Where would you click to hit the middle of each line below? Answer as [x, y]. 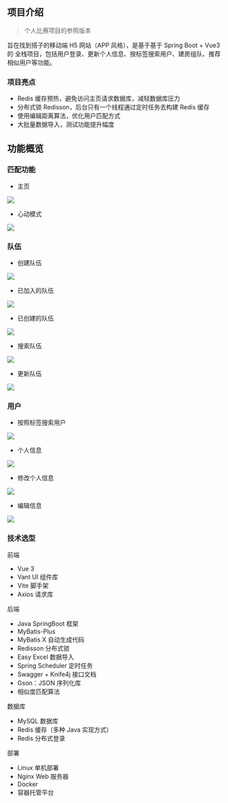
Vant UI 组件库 [38, 577]
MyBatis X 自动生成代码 [51, 640]
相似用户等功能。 [31, 62]
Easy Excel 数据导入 [46, 657]
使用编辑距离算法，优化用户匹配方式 [69, 116]
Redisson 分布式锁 [44, 648]
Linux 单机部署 [38, 768]
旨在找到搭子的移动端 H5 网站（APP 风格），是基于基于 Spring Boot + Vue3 [114, 45]
